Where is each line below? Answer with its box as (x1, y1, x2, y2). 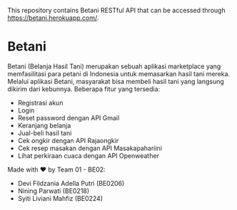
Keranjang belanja (17, 121, 71, 130)
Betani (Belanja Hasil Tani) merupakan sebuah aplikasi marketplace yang (7, 62, 221, 70)
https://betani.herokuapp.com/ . (7, 14, 99, 22)
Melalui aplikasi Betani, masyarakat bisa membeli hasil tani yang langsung (7, 77, 225, 85)
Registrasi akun (17, 98, 64, 107)
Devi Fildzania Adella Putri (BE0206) (17, 179, 125, 187)
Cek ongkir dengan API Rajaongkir (17, 136, 119, 145)
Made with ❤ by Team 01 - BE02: (7, 165, 106, 174)
